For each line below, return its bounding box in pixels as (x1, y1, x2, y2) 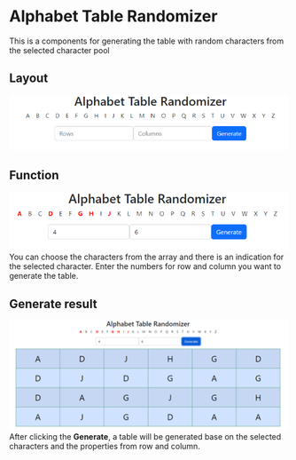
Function (9, 168, 59, 183)
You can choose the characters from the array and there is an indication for (9, 251, 284, 263)
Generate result (9, 296, 97, 312)
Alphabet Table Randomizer (9, 6, 218, 27)
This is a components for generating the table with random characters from (9, 36, 284, 46)
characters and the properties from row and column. (9, 440, 201, 451)
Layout (9, 71, 49, 86)
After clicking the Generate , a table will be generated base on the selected (9, 431, 282, 441)
